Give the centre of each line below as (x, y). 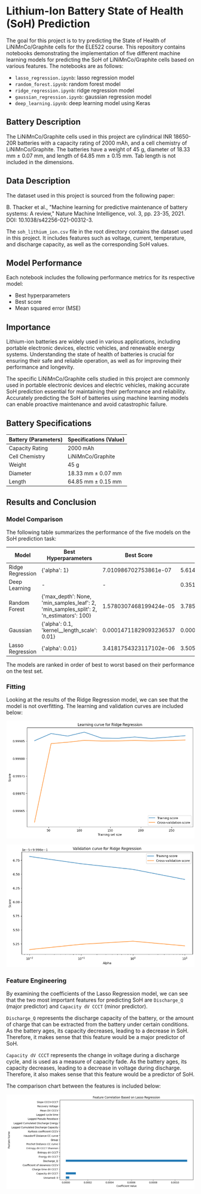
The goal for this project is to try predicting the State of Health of (86, 40)
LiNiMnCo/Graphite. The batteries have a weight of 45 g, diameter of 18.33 (98, 149)
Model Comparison (35, 519)
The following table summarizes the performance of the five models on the (98, 532)
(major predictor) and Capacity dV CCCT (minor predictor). (77, 1007)
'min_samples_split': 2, (69, 609)
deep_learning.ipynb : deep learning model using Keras (83, 103)
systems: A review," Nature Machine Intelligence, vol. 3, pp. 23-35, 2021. (96, 213)
